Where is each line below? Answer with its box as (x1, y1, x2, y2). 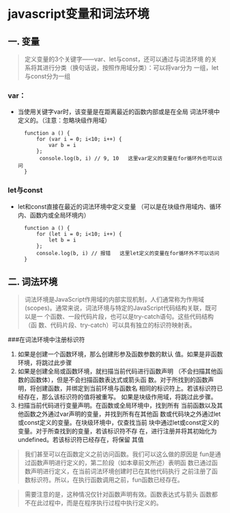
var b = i (48, 142, 76, 149)
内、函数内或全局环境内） (17, 211, 90, 219)
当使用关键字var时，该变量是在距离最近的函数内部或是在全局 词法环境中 (17, 107, 220, 116)
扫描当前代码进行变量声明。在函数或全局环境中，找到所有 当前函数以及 (17, 402, 217, 410)
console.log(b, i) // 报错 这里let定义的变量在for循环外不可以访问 (35, 250, 220, 256)
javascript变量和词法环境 (8, 6, 149, 22)
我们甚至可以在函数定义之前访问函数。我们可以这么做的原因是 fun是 (24, 450, 216, 458)
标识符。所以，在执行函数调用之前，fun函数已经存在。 (30, 476, 184, 484)
